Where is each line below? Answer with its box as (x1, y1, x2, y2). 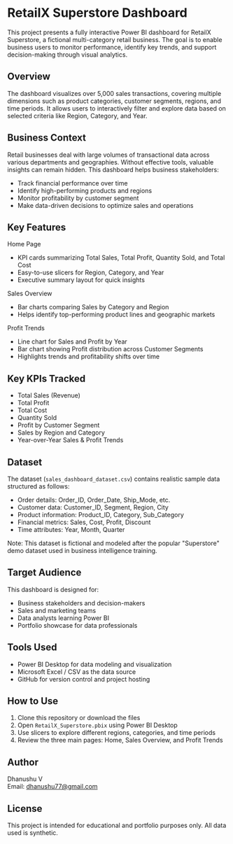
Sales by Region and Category (17, 428, 105, 437)
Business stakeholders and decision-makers (17, 598, 146, 607)
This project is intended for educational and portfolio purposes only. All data (7, 821, 227, 830)
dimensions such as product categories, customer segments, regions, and (7, 97, 222, 105)
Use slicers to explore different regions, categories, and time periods (17, 729, 216, 737)
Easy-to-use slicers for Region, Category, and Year (17, 268, 164, 277)
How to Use (7, 695, 59, 708)
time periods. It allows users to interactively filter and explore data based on (7, 104, 226, 113)
